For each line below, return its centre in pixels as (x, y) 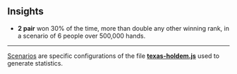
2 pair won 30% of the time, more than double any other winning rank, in (123, 28)
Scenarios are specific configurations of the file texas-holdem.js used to (114, 56)
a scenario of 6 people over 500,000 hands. (81, 36)
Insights (26, 12)
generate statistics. (35, 63)
